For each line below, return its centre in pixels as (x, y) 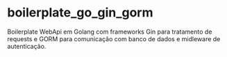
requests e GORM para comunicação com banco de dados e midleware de (114, 38)
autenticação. (27, 46)
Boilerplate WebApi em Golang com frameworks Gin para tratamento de (110, 32)
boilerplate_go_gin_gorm (81, 13)
